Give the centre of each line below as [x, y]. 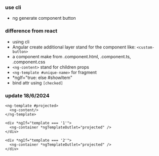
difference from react [31, 31]
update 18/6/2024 [27, 95]
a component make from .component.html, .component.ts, [72, 56]
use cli [13, 7]
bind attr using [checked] [38, 82]
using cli [21, 41]
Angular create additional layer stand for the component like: [74, 47]
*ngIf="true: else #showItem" [42, 78]
